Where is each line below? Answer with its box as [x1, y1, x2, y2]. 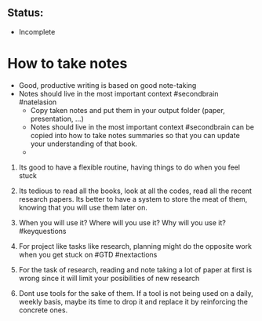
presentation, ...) [30, 114, 84, 123]
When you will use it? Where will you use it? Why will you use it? [18, 217, 227, 227]
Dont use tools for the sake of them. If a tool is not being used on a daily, [18, 288, 253, 297]
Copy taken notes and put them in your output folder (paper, [30, 105, 225, 115]
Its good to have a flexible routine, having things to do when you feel [18, 162, 241, 172]
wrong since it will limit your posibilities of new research [18, 273, 200, 283]
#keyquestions [18, 226, 67, 235]
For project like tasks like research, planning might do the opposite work [18, 241, 253, 250]
